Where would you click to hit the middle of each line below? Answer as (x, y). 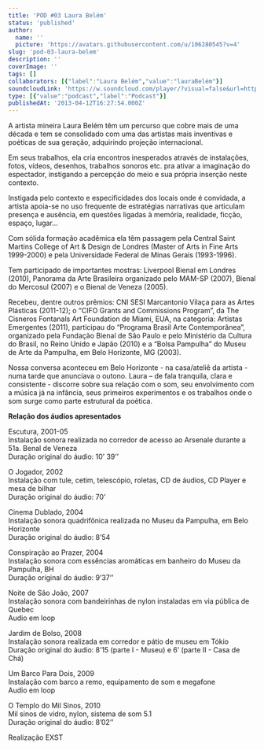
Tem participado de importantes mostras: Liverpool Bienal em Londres (122, 270)
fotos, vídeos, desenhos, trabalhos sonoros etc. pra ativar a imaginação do (129, 166)
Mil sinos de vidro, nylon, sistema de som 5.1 (80, 714)
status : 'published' (42, 23)
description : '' (35, 60)
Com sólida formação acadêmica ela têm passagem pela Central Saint (122, 238)
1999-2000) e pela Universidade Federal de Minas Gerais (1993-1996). (123, 255)
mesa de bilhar (32, 489)
